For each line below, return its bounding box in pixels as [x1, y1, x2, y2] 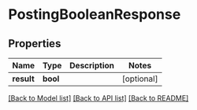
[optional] [121, 73, 158, 84]
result [12, 73, 35, 84]
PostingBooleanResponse [8, 5, 181, 24]
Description [69, 60, 114, 71]
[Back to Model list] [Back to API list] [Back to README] [8, 93, 189, 103]
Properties [8, 37, 61, 50]
